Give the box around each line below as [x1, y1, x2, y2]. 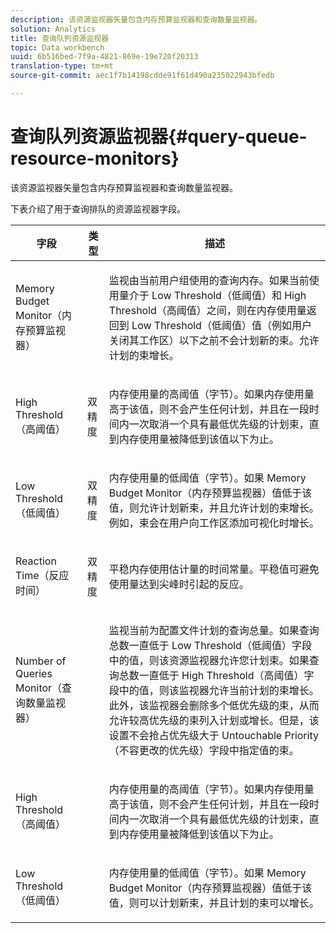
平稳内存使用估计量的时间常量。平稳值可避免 [108, 562, 320, 576]
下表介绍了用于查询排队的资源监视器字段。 [10, 202, 186, 215]
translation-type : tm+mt [10, 61, 114, 71]
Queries [15, 666, 53, 680]
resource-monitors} [10, 147, 180, 170]
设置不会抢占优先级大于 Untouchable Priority [108, 728, 319, 742]
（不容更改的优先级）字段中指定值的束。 [108, 743, 300, 757]
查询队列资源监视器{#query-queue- [10, 126, 308, 148]
